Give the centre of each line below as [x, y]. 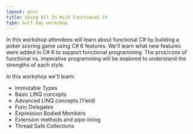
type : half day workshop [37, 23]
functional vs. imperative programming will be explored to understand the [96, 59]
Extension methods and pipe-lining [58, 120]
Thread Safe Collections [44, 126]
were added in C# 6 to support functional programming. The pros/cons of [96, 52]
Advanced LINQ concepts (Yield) [55, 101]
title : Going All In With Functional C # [57, 17]
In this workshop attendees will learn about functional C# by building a [93, 40]
